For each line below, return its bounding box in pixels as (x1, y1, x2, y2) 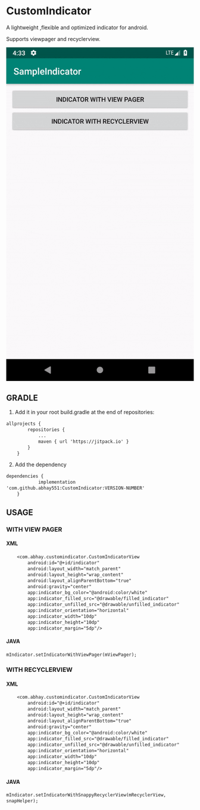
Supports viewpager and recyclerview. (6, 35, 101, 42)
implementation (37, 479, 76, 486)
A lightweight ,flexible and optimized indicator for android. (6, 24, 149, 31)
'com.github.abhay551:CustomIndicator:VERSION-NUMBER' (6, 485, 145, 492)
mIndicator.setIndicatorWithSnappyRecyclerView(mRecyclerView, (6, 792, 167, 798)
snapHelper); (6, 798, 39, 804)
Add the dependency (14, 461, 67, 468)
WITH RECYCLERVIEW (6, 665, 73, 674)
